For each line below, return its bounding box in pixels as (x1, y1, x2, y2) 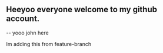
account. (6, 14, 40, 24)
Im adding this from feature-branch (6, 40, 92, 47)
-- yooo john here (6, 29, 49, 36)
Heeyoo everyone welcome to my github (6, 5, 158, 15)
